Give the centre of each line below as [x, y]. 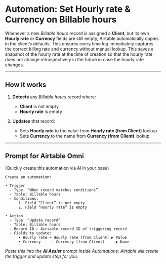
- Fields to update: [31, 233]
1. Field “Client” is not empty [51, 203]
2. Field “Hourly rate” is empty [53, 207]
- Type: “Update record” [35, 220]
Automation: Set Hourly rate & [68, 9]
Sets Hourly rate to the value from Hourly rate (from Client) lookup [88, 131]
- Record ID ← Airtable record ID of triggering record [68, 229]
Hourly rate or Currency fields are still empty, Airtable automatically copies [82, 38]
